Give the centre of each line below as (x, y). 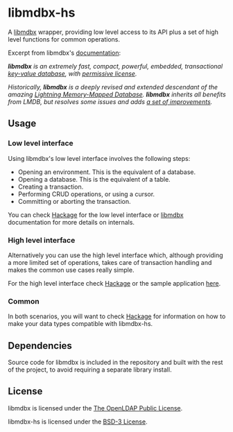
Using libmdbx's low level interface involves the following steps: (99, 158)
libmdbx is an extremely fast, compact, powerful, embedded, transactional (115, 66)
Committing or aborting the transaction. (74, 201)
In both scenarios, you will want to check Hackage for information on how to (117, 316)
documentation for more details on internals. (71, 222)
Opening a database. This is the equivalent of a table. (94, 179)
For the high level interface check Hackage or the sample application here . (114, 283)
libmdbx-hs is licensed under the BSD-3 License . (78, 422)
